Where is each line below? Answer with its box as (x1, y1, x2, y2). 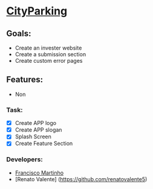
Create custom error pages (15, 57, 83, 64)
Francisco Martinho (15, 169, 64, 176)
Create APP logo (15, 120, 56, 127)
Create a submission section (15, 51, 86, 58)
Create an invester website (15, 44, 82, 51)
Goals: (6, 28, 31, 39)
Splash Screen (15, 133, 51, 140)
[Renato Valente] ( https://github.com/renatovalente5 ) (15, 175, 148, 182)
